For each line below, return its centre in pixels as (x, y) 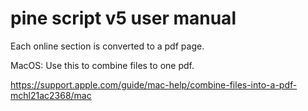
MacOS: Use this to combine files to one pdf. (102, 65)
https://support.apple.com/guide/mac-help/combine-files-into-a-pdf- (154, 84)
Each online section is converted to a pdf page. (107, 46)
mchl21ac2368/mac (51, 95)
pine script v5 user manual (123, 18)
